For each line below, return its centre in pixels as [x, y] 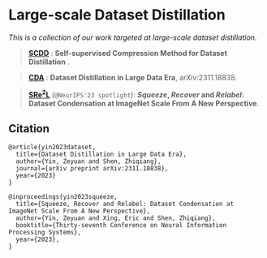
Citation [29, 129]
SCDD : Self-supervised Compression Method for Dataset [127, 53]
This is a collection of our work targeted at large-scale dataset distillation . [133, 37]
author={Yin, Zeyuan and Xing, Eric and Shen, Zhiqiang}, [116, 218]
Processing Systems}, [45, 233]
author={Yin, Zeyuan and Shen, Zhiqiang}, [88, 161]
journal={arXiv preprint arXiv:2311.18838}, [92, 169]
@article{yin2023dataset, [52, 148]
